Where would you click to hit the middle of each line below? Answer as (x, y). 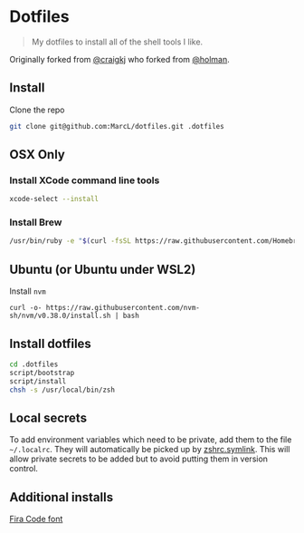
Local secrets (48, 417)
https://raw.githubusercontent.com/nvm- (123, 308)
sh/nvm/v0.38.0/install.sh (60, 316)
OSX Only (37, 155)
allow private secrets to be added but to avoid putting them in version (139, 459)
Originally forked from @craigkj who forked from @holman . (120, 59)
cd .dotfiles (34, 364)
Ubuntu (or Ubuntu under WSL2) (103, 269)
